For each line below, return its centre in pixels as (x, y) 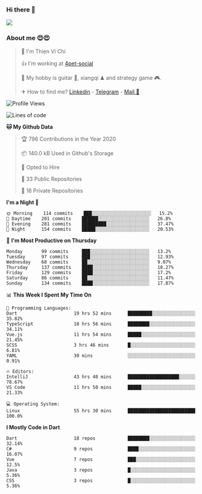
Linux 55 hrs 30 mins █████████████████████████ (101, 411)
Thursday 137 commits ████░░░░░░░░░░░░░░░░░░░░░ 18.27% (90, 267)
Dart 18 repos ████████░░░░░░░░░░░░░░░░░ (101, 438)
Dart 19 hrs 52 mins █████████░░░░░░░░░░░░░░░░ (101, 313)
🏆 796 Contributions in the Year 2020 (68, 139)
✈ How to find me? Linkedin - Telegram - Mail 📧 (80, 91)
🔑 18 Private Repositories (52, 190)
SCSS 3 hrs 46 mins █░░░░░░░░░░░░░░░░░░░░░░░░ (101, 345)
